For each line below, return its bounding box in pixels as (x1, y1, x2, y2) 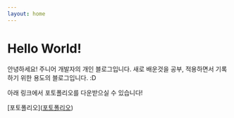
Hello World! (7, 40, 82, 56)
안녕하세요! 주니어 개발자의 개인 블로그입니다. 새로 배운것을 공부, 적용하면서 (7, 65, 214, 73)
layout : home (7, 10, 46, 18)
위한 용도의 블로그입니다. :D (20, 73, 97, 81)
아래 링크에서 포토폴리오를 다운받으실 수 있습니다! (7, 88, 143, 97)
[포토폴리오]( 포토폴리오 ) (7, 103, 74, 112)
